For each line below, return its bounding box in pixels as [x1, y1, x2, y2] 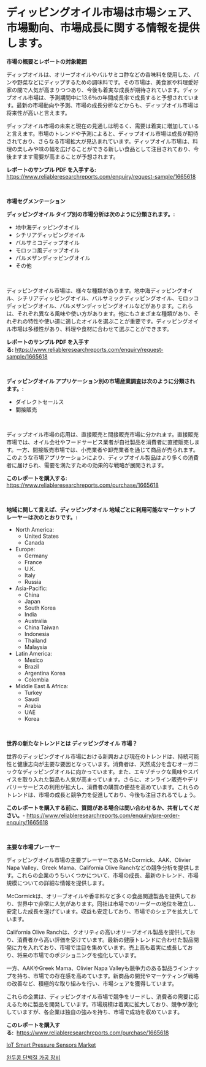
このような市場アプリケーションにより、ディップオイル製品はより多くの [6, 454, 188, 461]
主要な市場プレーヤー [6, 843, 60, 850]
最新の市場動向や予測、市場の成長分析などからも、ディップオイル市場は [16, 101, 199, 109]
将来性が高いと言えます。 [6, 109, 71, 117]
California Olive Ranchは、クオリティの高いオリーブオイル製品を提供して [6, 928, 190, 936]
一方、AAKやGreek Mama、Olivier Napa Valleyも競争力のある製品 [6, 964, 173, 972]
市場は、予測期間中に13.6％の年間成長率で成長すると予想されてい [27, 93, 194, 101]
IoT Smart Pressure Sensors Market [6, 1041, 96, 1049]
